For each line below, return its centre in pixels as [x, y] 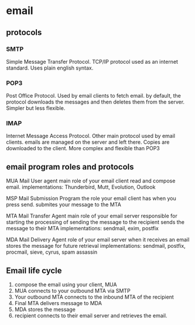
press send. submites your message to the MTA [64, 205]
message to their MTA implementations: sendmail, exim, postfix [83, 229]
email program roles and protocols [70, 167]
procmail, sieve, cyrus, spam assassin [52, 252]
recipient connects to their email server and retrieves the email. [91, 316]
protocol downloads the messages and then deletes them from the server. [95, 102]
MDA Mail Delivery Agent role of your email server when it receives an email [98, 240]
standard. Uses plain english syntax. [50, 68]
